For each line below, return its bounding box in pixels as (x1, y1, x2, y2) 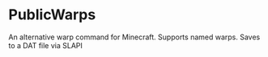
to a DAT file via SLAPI (8, 40, 83, 50)
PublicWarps (8, 6, 96, 24)
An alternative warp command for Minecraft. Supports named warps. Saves (8, 32, 261, 42)
